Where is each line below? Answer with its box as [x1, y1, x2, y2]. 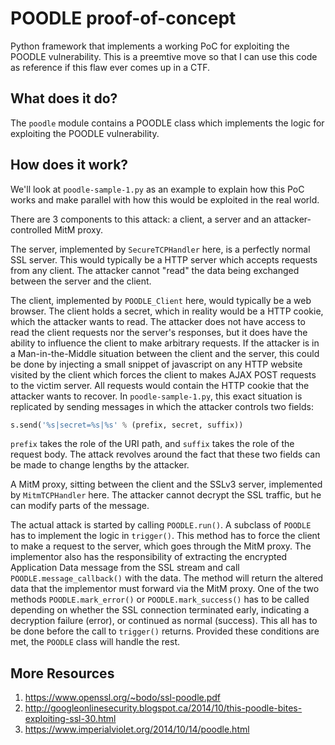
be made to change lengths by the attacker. [10, 459, 190, 471]
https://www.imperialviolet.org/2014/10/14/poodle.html [24, 723, 250, 736]
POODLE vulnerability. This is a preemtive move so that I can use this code [10, 50, 318, 62]
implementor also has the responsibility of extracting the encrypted [10, 551, 288, 563]
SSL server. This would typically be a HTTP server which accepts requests [10, 253, 318, 266]
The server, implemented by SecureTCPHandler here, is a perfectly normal [10, 243, 311, 255]
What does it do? [10, 90, 118, 107]
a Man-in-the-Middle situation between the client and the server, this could [10, 347, 320, 359]
